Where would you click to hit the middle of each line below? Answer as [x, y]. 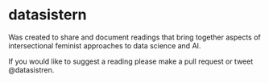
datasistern [48, 15]
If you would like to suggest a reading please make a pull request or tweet [131, 61]
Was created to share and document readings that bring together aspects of [135, 37]
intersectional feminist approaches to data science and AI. [105, 45]
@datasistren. [31, 69]
